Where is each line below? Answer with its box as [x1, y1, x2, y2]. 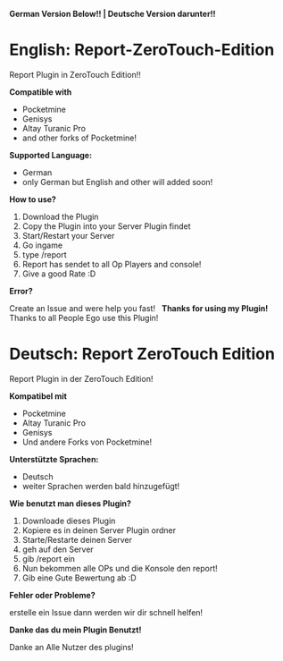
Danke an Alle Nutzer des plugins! [9, 641, 134, 652]
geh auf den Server [21, 544, 94, 555]
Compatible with [9, 86, 72, 97]
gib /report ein [21, 553, 76, 564]
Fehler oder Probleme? [9, 589, 96, 600]
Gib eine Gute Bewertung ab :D [21, 572, 137, 583]
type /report [21, 249, 67, 259]
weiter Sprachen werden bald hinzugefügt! [21, 480, 180, 491]
